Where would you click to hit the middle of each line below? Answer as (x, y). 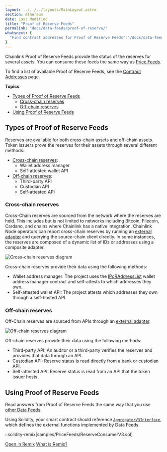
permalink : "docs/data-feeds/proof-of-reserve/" (56, 28)
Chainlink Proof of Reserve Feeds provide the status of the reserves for (78, 56)
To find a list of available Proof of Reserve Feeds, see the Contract (73, 71)
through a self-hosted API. (39, 297)
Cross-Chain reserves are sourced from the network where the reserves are (83, 216)
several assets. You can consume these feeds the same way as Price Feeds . (83, 62)
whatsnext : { (19, 33)
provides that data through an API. (47, 356)
